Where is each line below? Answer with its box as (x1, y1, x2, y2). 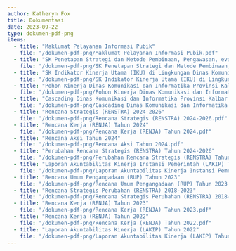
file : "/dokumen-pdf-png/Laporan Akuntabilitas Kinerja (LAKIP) (20, 233, 212, 240)
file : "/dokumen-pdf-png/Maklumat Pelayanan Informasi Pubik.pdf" (20, 50, 218, 57)
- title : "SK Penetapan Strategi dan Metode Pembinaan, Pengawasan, (13, 56, 218, 63)
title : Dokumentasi (7, 17, 65, 24)
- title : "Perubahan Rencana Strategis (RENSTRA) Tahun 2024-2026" (13, 148, 216, 155)
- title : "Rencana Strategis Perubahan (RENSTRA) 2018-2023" (13, 187, 197, 194)
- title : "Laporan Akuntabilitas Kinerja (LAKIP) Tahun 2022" (13, 226, 199, 233)
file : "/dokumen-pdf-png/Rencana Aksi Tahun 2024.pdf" (20, 141, 184, 148)
